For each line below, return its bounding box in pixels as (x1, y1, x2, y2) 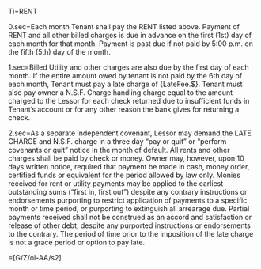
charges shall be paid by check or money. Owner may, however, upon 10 (8, 153, 245, 163)
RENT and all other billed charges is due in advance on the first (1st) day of (8, 31, 252, 40)
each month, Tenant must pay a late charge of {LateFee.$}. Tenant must (8, 79, 243, 89)
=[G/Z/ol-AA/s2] (8, 253, 62, 262)
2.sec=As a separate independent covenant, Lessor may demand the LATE (8, 128, 252, 138)
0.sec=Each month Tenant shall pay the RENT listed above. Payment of (8, 22, 240, 31)
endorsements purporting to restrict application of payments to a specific (8, 195, 248, 205)
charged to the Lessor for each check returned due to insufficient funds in (8, 97, 250, 105)
